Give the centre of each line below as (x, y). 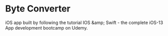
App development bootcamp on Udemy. (47, 27)
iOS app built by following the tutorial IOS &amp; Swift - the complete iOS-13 (84, 22)
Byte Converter (38, 9)
